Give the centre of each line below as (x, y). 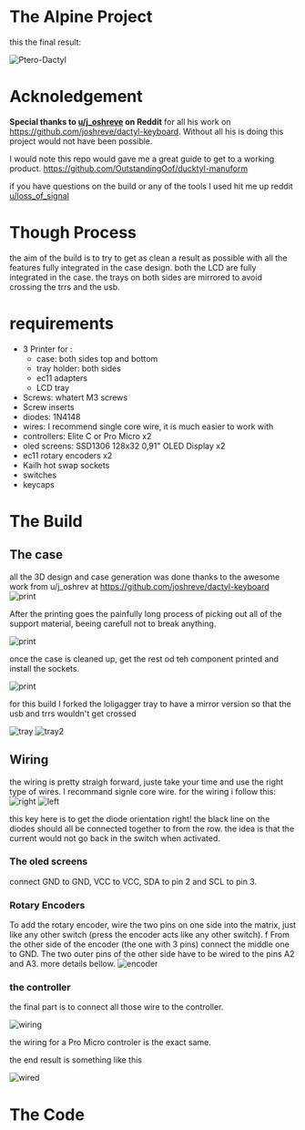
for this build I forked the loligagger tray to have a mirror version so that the (150, 704)
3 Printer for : (47, 349)
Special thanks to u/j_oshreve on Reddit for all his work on (120, 121)
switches (40, 475)
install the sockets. (45, 668)
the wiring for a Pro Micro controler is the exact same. (110, 1043)
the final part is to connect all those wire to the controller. (117, 1007)
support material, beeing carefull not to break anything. (113, 623)
